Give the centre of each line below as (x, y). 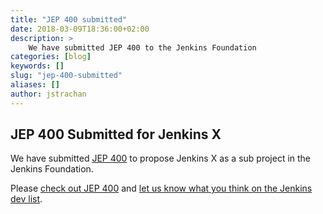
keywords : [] (37, 66)
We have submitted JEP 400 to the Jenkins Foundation (142, 47)
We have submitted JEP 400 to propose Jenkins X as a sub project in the (161, 158)
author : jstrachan (48, 94)
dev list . (26, 199)
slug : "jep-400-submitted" (66, 76)
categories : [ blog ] (51, 57)
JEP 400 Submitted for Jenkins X (116, 134)
